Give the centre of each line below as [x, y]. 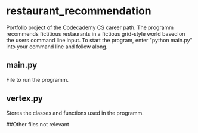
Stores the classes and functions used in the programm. [75, 113]
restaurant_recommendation [79, 11]
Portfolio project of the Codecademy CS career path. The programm [90, 27]
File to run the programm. [37, 79]
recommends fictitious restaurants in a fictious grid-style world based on [96, 33]
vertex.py [24, 99]
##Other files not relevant [38, 124]
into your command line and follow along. [57, 47]
